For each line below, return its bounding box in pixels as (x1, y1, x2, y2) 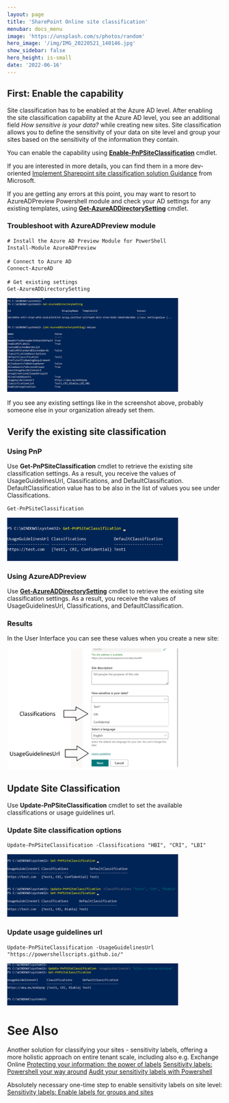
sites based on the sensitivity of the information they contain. (7, 135, 180, 143)
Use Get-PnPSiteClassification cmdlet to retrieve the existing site (7, 462, 193, 471)
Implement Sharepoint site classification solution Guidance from (31, 169, 213, 177)
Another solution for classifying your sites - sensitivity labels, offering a (7, 1045, 208, 1054)
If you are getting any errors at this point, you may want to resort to (7, 189, 196, 198)
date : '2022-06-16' (7, 62, 63, 69)
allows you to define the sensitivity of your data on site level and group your (7, 127, 221, 136)
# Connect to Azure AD (7, 258, 72, 265)
